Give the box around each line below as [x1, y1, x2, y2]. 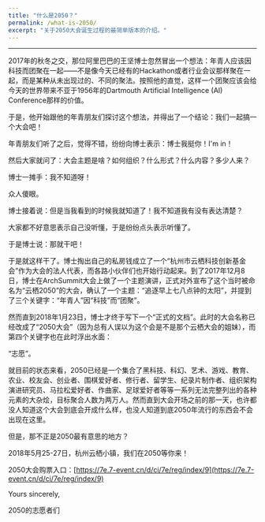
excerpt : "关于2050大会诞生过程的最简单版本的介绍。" [8, 26, 167, 34]
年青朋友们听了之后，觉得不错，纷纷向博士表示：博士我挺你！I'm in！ [8, 139, 233, 148]
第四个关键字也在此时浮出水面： [8, 332, 112, 341]
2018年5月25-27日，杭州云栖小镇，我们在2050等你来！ [8, 449, 189, 458]
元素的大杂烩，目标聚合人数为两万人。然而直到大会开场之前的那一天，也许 [8, 395, 250, 405]
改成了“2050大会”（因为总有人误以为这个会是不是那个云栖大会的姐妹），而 [14, 323, 256, 332]
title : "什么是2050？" [8, 11, 78, 20]
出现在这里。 [8, 415, 50, 424]
